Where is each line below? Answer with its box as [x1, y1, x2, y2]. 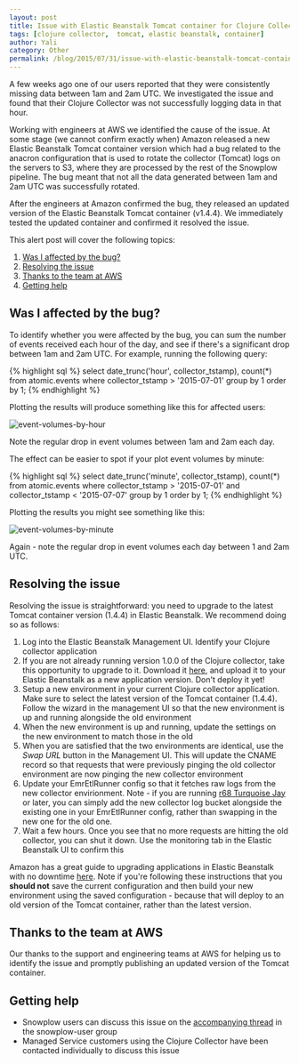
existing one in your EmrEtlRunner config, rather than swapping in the [21, 806, 278, 817]
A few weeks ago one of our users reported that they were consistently [9, 79, 271, 89]
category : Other [9, 46, 69, 55]
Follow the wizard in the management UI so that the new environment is [21, 702, 285, 713]
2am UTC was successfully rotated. [9, 181, 141, 191]
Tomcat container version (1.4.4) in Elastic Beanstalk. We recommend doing [9, 609, 287, 620]
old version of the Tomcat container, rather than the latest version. [9, 899, 252, 910]
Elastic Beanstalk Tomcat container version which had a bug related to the [9, 143, 281, 154]
